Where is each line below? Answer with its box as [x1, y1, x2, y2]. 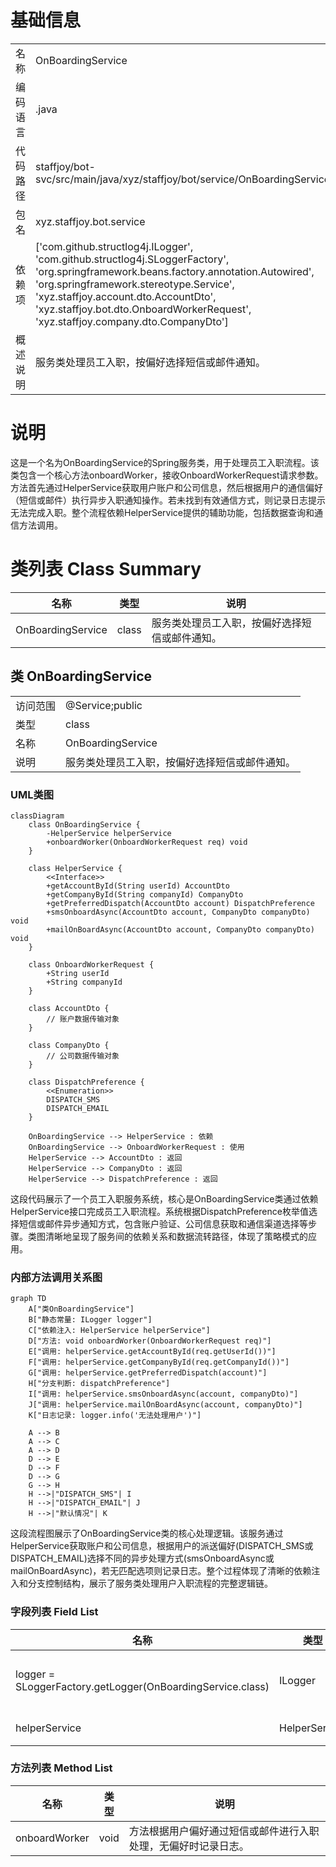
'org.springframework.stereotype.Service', [35, 277, 235, 291]
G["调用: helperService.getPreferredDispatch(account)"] [28, 1368, 268, 1378]
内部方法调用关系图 [10, 1270, 103, 1284]
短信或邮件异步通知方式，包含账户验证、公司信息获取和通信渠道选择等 [18, 1217, 308, 1230]
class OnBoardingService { [28, 819, 141, 830]
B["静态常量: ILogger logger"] [28, 1315, 153, 1325]
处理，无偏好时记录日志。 [128, 1839, 250, 1853]
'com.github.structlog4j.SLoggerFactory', [35, 252, 230, 266]
